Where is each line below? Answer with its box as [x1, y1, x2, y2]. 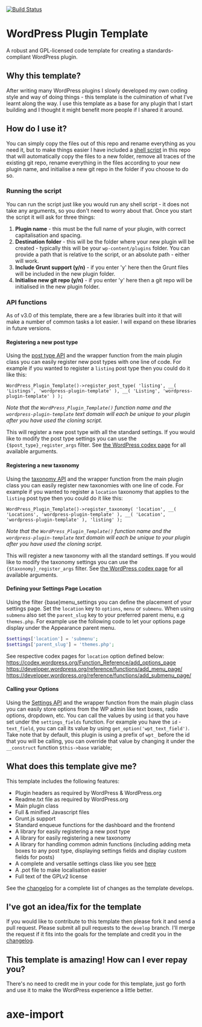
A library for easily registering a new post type [14, 828, 131, 835]
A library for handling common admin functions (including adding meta [14, 840, 191, 847]
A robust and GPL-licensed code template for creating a [6, 47, 145, 54]
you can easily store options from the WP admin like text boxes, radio [6, 705, 178, 713]
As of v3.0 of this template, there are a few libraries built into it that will [6, 312, 182, 319]
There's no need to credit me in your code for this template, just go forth [6, 980, 186, 988]
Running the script [6, 187, 62, 195]
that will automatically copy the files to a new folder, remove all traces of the [6, 152, 195, 160]
